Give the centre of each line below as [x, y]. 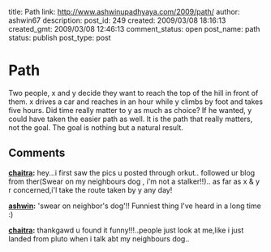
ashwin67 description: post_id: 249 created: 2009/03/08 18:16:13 [117, 20]
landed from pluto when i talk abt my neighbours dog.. [99, 238]
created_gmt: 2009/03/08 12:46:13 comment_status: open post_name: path [134, 29]
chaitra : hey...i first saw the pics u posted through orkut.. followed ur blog [132, 172]
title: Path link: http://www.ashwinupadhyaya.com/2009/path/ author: [124, 12]
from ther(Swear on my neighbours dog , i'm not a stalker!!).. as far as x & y [134, 181]
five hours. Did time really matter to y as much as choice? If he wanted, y [130, 110]
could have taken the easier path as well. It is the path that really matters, [131, 119]
